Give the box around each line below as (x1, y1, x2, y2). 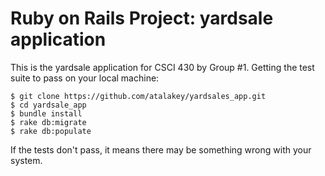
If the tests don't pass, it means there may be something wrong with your (10, 143, 312, 156)
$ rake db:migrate (10, 117, 87, 127)
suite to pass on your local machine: (10, 72, 160, 84)
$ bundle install (10, 108, 83, 119)
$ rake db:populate (10, 126, 92, 136)
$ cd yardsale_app (10, 100, 87, 110)
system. (10, 154, 43, 166)
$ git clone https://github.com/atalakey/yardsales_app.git (10, 91, 267, 101)
